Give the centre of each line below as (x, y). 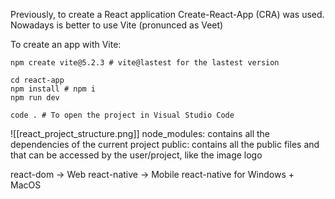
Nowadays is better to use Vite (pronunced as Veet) (117, 25)
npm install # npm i (53, 89)
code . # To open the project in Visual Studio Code (122, 115)
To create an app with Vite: (66, 44)
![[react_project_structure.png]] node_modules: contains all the (140, 133)
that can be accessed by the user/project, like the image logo (136, 155)
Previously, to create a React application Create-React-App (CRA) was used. (167, 14)
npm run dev (35, 98)
